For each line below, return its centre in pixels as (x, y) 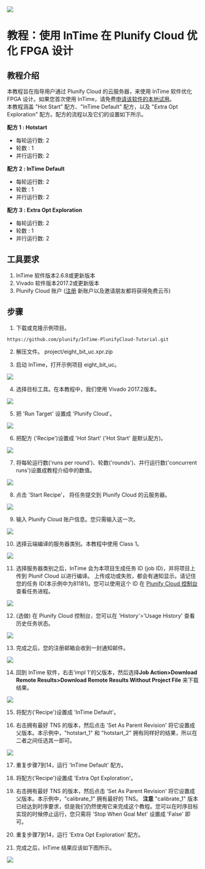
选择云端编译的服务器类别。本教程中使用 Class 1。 (79, 544)
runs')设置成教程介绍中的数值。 (55, 470)
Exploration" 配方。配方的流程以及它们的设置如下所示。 (77, 114)
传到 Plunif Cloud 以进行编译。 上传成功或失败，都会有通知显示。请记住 (106, 576)
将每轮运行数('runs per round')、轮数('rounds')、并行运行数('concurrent (106, 462)
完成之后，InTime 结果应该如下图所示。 (65, 848)
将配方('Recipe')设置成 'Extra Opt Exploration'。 (76, 778)
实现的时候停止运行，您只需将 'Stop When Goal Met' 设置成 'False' (100, 814)
